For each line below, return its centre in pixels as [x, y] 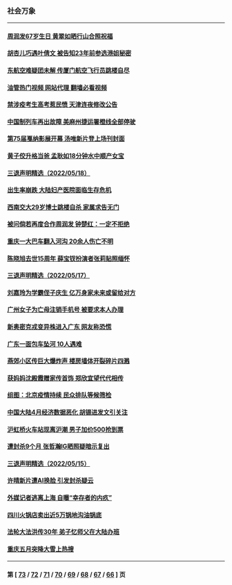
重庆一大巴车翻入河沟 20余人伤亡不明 [60, 241]
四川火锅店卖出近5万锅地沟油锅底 [55, 515]
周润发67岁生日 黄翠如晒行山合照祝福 [60, 36]
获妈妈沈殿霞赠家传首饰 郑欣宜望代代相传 [66, 378]
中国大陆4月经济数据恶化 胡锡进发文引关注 [67, 412]
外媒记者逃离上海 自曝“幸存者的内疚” [60, 497]
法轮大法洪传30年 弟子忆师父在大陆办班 [63, 532]
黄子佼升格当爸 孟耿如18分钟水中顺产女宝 [66, 156]
